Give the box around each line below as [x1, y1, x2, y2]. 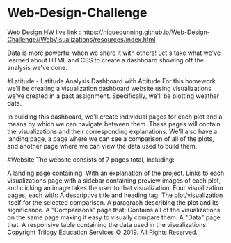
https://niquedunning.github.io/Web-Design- [82, 28, 210, 36]
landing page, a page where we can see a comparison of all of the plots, [7, 134, 214, 143]
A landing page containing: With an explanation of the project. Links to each [7, 169, 225, 177]
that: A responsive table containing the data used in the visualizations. [7, 220, 208, 228]
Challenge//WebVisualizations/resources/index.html [7, 35, 156, 43]
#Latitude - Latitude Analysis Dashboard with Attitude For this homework [7, 76, 216, 85]
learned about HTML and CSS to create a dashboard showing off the [7, 56, 204, 64]
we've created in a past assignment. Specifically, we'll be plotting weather [7, 92, 220, 100]
